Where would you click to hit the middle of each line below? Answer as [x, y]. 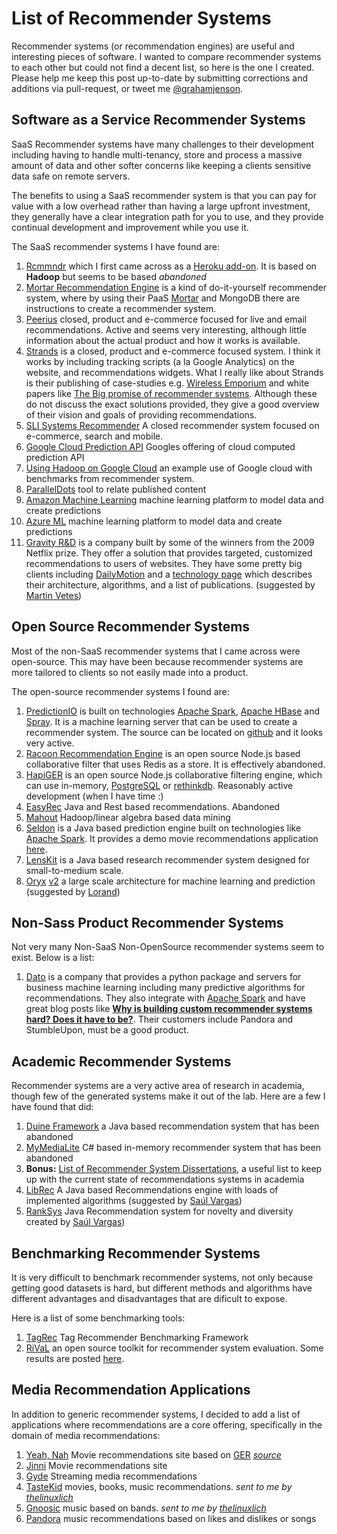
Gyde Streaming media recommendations [111, 1476]
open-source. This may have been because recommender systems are [157, 661]
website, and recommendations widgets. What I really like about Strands [174, 372]
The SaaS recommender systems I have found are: [116, 246]
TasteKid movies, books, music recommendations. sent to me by [159, 1486]
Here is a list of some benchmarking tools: [98, 1318]
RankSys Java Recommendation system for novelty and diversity [159, 1211]
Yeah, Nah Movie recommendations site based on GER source [153, 1454]
